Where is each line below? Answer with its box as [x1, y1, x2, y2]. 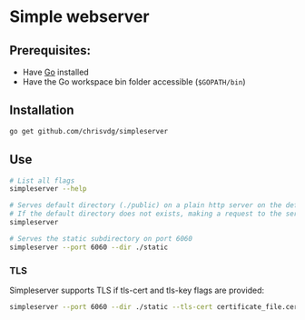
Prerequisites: [9, 43, 91, 58]
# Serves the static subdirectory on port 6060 [9, 234, 193, 243]
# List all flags [9, 175, 75, 185]
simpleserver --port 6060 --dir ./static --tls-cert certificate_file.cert [9, 302, 302, 311]
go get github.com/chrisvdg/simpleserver [9, 126, 169, 135]
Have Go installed [22, 66, 89, 77]
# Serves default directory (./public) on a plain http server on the [9, 201, 282, 210]
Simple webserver [9, 6, 150, 27]
